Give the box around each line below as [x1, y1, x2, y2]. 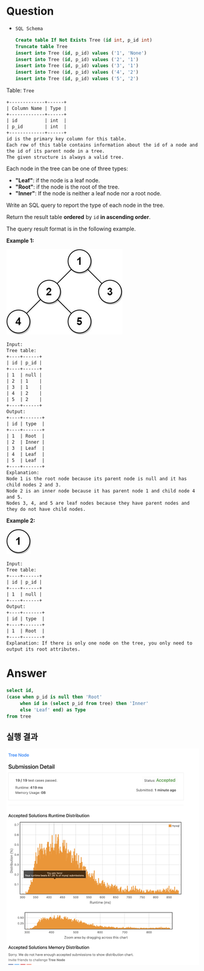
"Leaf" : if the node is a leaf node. [15, 177, 100, 184]
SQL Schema [15, 26, 43, 32]
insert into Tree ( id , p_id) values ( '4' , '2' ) [15, 69, 139, 76]
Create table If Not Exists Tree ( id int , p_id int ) [15, 37, 153, 43]
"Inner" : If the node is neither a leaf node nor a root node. [15, 190, 162, 197]
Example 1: [6, 237, 35, 245]
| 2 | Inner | [6, 439, 45, 446]
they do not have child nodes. [6, 507, 86, 513]
